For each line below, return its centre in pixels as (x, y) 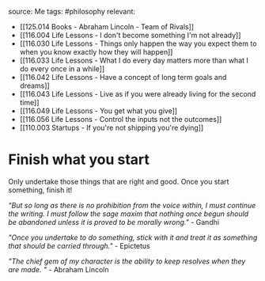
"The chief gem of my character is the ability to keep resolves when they (127, 261)
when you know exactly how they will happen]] (96, 52)
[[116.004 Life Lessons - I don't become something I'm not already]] (130, 35)
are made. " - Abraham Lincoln (59, 269)
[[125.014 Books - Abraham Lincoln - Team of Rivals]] (107, 27)
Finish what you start (79, 159)
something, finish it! (40, 190)
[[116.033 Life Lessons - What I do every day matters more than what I (134, 60)
